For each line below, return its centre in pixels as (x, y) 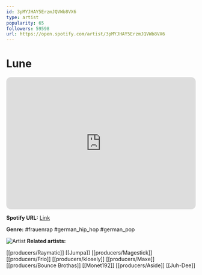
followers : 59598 (28, 29)
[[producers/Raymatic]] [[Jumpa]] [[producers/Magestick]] (79, 253)
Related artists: (46, 241)
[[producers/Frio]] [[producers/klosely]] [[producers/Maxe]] (81, 259)
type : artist (23, 17)
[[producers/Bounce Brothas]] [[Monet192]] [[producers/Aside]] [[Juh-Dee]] (101, 265)
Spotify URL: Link (28, 218)
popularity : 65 (25, 23)
